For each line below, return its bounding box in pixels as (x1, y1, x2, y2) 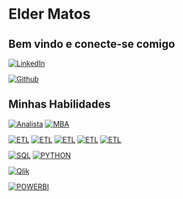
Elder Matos (8, 5, 91, 23)
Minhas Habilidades (8, 98, 111, 112)
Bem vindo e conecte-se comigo (8, 37, 176, 51)
